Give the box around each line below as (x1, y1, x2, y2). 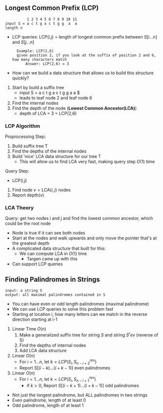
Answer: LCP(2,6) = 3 (25, 61, 69, 66)
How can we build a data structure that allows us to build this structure (12, 70, 154, 76)
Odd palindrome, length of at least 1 (12, 402, 84, 408)
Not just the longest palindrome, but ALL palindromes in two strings (12, 392, 147, 398)
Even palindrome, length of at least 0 (12, 397, 86, 403)
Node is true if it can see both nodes (12, 230, 86, 236)
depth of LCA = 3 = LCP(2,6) (19, 110, 77, 116)
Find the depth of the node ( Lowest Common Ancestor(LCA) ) (12, 105, 137, 111)
